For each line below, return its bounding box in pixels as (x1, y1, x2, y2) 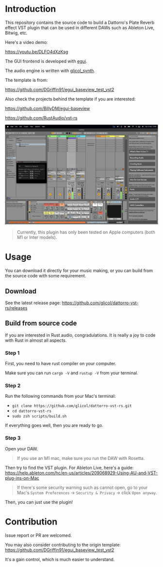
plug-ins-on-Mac (5, 475, 40, 481)
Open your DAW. (5, 446, 38, 451)
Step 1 (5, 350, 20, 356)
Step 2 (5, 382, 21, 389)
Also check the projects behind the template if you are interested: (5, 96, 136, 102)
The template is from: (5, 77, 48, 83)
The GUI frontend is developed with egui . (5, 58, 87, 64)
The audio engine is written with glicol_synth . (5, 67, 96, 74)
